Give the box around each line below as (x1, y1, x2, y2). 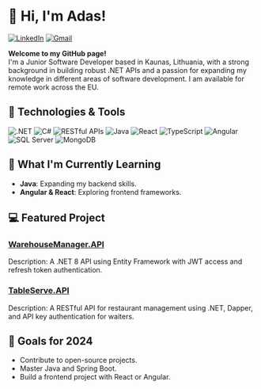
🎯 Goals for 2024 (8, 334, 93, 348)
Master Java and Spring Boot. (19, 364, 117, 373)
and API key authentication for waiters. (8, 311, 134, 321)
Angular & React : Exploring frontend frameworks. (19, 187, 182, 196)
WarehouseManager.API (8, 238, 104, 250)
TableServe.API (8, 285, 70, 296)
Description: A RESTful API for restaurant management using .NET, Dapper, (8, 303, 253, 312)
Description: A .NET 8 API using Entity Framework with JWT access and (8, 257, 243, 266)
